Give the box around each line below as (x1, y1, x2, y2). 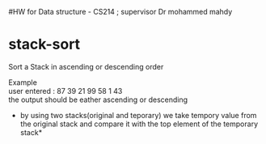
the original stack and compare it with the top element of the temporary (19, 119, 259, 129)
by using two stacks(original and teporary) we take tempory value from (19, 110, 257, 120)
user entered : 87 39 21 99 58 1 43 (8, 86, 123, 95)
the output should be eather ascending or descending (8, 95, 188, 104)
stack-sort (8, 36, 81, 53)
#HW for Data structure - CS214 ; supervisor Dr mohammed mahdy (8, 7, 233, 16)
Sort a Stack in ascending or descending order (8, 61, 164, 71)
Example (8, 77, 38, 87)
